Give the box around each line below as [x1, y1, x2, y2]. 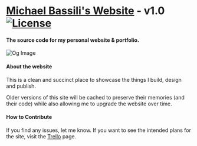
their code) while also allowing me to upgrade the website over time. [6, 100, 172, 107]
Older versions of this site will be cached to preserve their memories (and [6, 94, 185, 101]
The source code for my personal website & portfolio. [6, 36, 140, 44]
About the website [6, 63, 52, 70]
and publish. [6, 82, 37, 89]
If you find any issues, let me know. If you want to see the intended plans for [6, 127, 192, 134]
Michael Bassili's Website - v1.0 [6, 4, 165, 18]
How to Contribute [6, 114, 52, 121]
